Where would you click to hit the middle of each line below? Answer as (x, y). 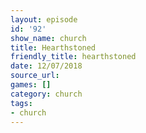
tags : (21, 103)
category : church (46, 94)
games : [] (31, 85)
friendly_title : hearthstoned (73, 57)
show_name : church (48, 38)
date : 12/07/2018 (46, 66)
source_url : (35, 76)
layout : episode (44, 19)
